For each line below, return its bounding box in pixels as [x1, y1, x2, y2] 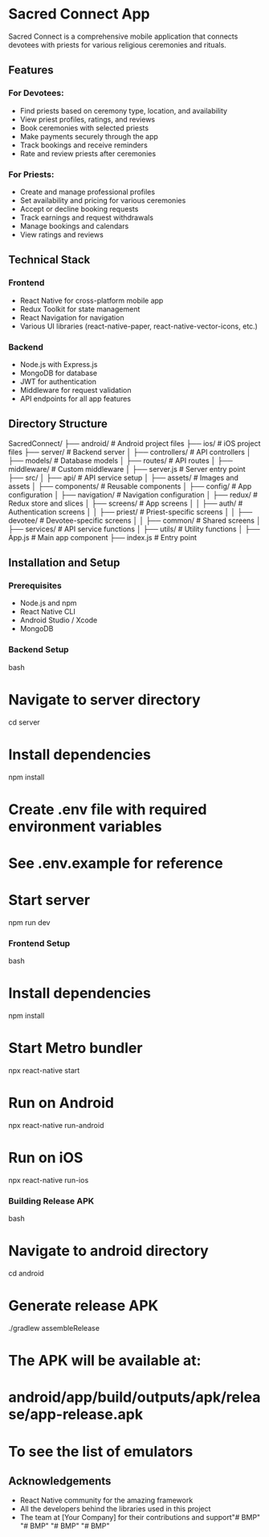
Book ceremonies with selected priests [19, 122, 149, 133]
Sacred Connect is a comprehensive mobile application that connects [8, 31, 238, 41]
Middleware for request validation [19, 385, 132, 395]
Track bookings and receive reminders [19, 140, 149, 150]
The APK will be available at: [8, 1352, 202, 1370]
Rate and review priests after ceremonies [19, 148, 157, 158]
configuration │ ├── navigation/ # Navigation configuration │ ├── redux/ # [8, 490, 259, 499]
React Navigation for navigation [19, 312, 124, 322]
